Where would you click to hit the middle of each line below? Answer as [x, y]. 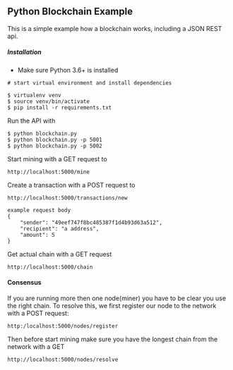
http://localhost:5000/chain [50, 267]
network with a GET [36, 346]
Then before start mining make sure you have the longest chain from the [113, 339]
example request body [39, 210]
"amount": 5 [37, 235]
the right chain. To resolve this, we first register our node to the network [112, 305]
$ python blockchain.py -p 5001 [55, 140]
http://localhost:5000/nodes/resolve [63, 359]
